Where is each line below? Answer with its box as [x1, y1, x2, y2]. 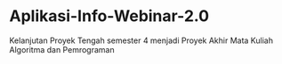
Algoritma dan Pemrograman [9, 44, 115, 54]
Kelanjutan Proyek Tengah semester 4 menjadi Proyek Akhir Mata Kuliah [9, 35, 274, 46]
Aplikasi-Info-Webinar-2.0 [9, 6, 210, 26]
